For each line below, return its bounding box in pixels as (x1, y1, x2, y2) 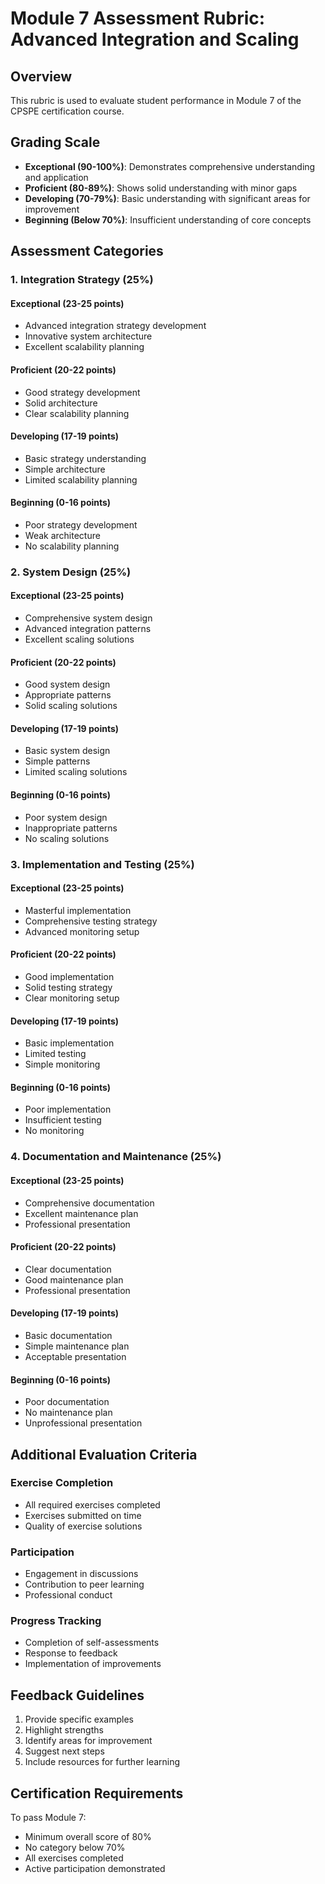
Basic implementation (24, 1037, 115, 1049)
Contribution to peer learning (24, 1578, 145, 1591)
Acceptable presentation (24, 1350, 127, 1362)
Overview (10, 68, 73, 85)
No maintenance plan (24, 1407, 113, 1419)
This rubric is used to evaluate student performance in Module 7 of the (10, 95, 302, 106)
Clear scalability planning (24, 407, 130, 419)
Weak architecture (24, 529, 101, 541)
